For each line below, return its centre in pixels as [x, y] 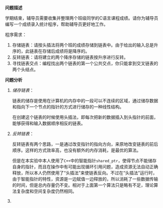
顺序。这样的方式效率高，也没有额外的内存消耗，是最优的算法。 [76, 150]
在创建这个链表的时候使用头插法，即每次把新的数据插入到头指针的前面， [85, 117]
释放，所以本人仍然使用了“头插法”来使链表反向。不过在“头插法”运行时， [85, 173]
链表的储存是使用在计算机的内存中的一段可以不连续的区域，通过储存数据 [85, 101]
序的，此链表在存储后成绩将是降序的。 [51, 51]
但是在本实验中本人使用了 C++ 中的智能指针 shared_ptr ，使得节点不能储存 [84, 161]
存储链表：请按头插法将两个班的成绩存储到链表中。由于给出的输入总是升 [85, 45]
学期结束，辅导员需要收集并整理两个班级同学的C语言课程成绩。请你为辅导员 [82, 18]
